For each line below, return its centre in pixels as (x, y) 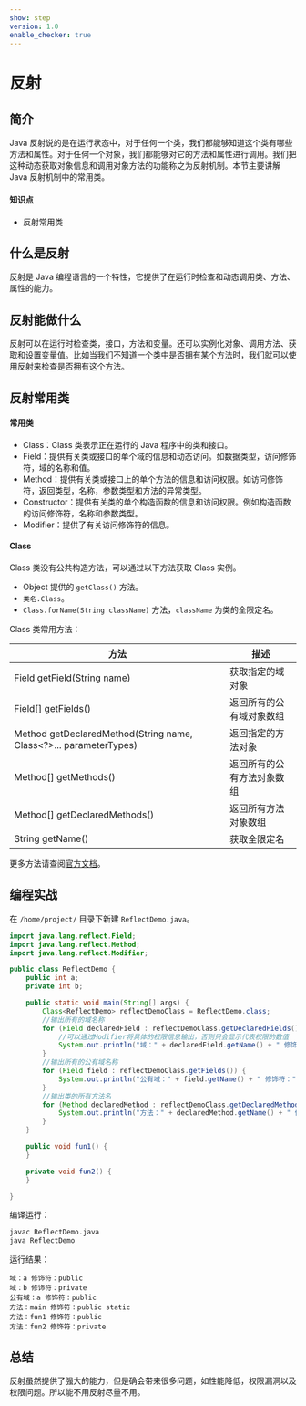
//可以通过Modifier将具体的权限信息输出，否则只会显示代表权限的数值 (173, 1036)
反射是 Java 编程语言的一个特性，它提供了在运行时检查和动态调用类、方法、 (153, 277)
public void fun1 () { (66, 1147)
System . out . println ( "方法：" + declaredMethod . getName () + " (174, 1113)
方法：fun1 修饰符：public (56, 1317)
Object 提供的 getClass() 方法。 (83, 587)
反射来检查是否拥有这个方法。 (73, 367)
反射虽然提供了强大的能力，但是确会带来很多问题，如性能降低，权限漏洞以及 (153, 1380)
